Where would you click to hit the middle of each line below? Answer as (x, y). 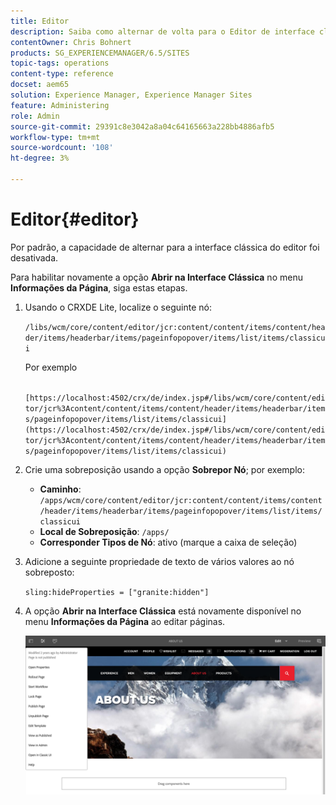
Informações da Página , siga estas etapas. (99, 287)
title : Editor (40, 21)
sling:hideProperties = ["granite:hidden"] (117, 592)
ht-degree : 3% (40, 158)
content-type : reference (62, 74)
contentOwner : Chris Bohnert (71, 42)
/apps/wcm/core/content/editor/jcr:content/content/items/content (181, 500)
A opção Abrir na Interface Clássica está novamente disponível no (163, 611)
